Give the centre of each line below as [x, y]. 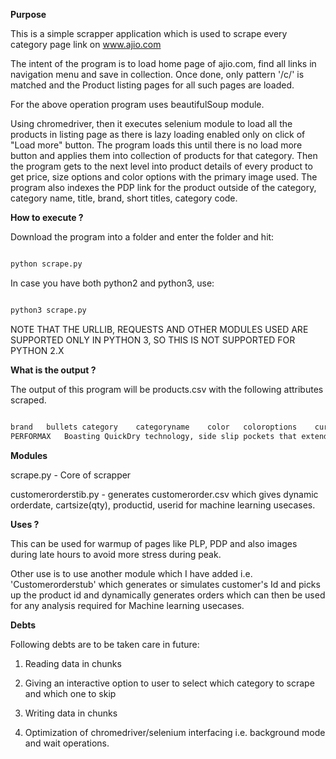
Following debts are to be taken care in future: [105, 644]
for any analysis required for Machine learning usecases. [127, 605]
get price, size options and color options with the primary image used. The [164, 177]
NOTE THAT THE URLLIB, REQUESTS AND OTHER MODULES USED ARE [159, 329]
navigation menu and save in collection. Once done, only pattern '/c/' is [157, 74]
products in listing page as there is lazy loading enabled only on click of [158, 134]
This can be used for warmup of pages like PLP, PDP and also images [154, 543]
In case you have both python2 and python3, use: [112, 283]
